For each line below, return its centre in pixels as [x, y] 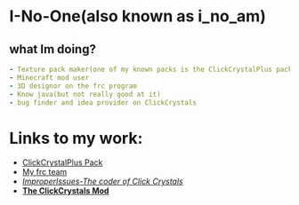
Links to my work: [76, 138]
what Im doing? [53, 49]
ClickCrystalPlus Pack [62, 162]
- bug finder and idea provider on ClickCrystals [103, 102]
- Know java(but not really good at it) [85, 94]
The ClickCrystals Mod [65, 191]
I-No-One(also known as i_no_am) [138, 16]
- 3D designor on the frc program [73, 86]
